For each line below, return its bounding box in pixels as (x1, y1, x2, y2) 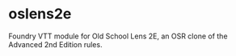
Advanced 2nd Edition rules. (8, 39, 103, 49)
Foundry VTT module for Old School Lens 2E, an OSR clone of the (8, 31, 228, 41)
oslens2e (8, 5, 72, 23)
